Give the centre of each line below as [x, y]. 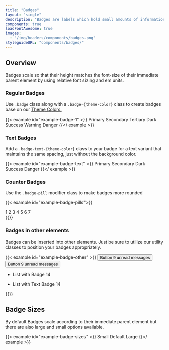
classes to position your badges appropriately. [53, 247]
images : [13, 33]
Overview [21, 63]
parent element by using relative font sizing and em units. [65, 80]
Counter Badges [26, 182]
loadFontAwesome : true [29, 29]
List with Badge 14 [31, 274]
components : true [23, 24]
